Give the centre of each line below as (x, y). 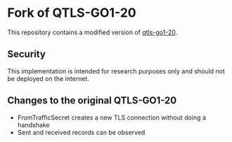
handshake (33, 125)
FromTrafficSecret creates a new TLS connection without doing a (111, 118)
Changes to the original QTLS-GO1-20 (92, 100)
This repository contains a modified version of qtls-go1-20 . (92, 32)
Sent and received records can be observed (81, 132)
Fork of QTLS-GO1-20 (72, 13)
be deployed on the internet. (49, 78)
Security (26, 54)
